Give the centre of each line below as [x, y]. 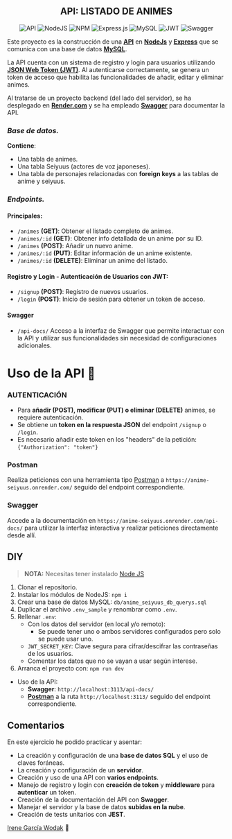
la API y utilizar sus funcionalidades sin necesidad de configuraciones [117, 338]
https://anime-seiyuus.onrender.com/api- [158, 521]
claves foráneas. [41, 763]
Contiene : [22, 146]
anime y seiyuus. [41, 181]
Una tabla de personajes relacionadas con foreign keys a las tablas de [118, 174]
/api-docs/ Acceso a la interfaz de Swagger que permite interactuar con [121, 330]
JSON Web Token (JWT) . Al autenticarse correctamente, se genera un [108, 69]
